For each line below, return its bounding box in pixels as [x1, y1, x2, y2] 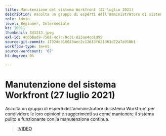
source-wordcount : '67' [5, 48, 54, 53]
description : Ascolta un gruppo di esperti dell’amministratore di [5, 12, 147, 17]
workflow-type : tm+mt [5, 44, 50, 49]
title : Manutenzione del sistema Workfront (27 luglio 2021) [5, 7, 134, 12]
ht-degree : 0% [5, 53, 35, 58]
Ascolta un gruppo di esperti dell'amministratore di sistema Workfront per [5, 106, 155, 112]
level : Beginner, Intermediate [5, 21, 70, 26]
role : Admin [5, 16, 30, 21]
